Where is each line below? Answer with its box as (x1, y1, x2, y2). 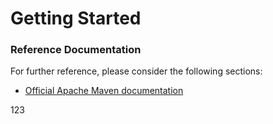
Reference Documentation (10, 43, 142, 57)
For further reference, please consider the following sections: (10, 65, 263, 77)
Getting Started (10, 7, 142, 30)
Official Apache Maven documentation (24, 85, 184, 97)
